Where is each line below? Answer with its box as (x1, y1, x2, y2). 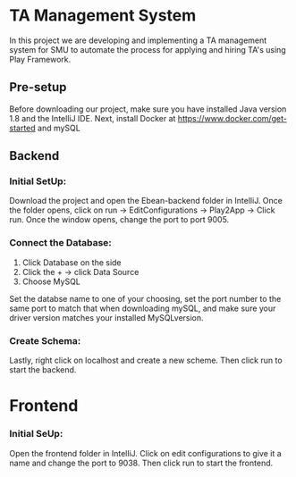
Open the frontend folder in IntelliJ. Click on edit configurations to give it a (9, 448, 282, 458)
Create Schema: (9, 334, 81, 347)
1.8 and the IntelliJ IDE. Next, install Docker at (9, 113, 176, 123)
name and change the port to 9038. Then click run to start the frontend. (9, 457, 274, 468)
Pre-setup (9, 79, 67, 95)
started (9, 122, 36, 133)
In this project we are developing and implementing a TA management (9, 35, 267, 46)
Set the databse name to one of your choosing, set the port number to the (9, 293, 282, 304)
